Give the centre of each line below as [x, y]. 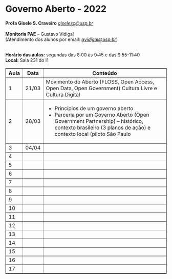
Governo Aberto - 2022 [56, 9]
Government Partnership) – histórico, [99, 121]
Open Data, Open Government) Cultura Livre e [101, 88]
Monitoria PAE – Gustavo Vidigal [40, 34]
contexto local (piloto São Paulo [93, 134]
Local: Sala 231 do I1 [27, 60]
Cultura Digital [63, 94]
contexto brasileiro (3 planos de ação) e [103, 127]
